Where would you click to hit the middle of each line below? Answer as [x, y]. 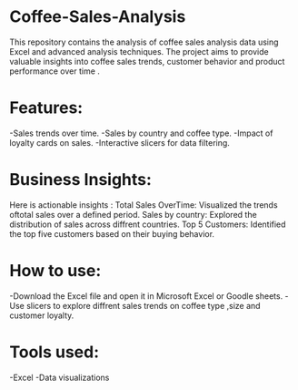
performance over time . [55, 71]
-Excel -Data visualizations [60, 377]
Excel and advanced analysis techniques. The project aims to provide [139, 51]
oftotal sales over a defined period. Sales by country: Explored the [133, 214]
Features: [46, 108]
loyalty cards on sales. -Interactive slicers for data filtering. [119, 142]
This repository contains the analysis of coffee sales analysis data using [144, 42]
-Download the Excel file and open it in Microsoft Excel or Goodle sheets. [146, 296]
